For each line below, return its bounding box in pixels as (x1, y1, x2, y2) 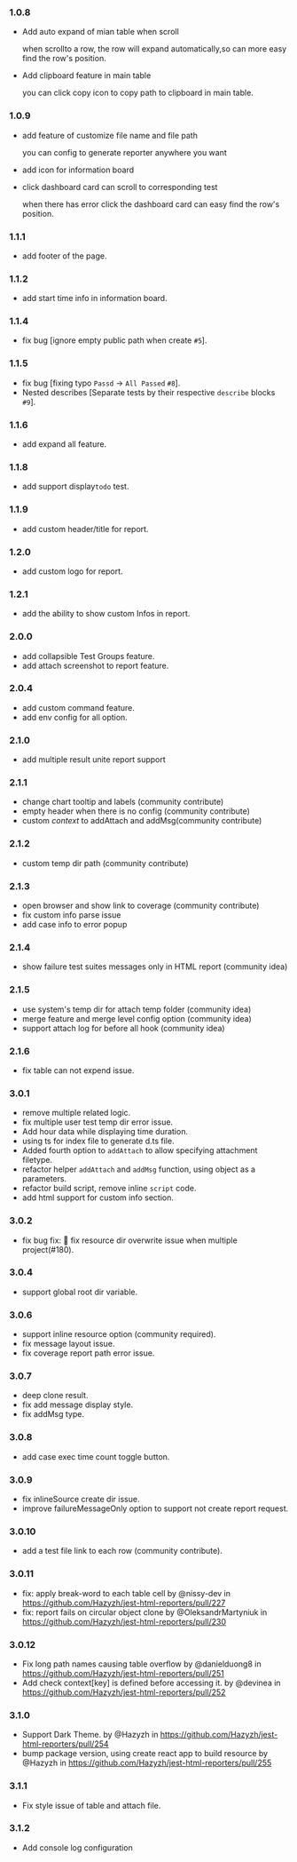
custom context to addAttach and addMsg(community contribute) (21, 816, 262, 826)
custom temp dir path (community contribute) (21, 857, 189, 868)
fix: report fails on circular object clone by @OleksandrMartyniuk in (21, 1606, 268, 1618)
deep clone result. (21, 1390, 89, 1401)
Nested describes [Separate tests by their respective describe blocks (21, 386, 276, 397)
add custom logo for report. (21, 566, 123, 577)
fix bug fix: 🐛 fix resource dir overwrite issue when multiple (21, 1235, 238, 1245)
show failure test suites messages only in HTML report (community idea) (21, 961, 288, 972)
